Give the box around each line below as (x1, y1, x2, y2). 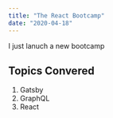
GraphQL (19, 93, 50, 104)
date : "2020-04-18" (8, 19, 73, 27)
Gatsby (19, 85, 44, 95)
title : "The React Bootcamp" (8, 11, 105, 20)
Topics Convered (8, 64, 95, 77)
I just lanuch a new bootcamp (8, 41, 105, 50)
